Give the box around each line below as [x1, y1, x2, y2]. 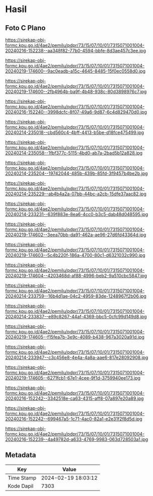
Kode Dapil [8, 482, 34, 489]
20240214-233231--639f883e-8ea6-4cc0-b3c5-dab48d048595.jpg [5, 211, 148, 217]
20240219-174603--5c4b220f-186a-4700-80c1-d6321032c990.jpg [5, 252, 145, 258]
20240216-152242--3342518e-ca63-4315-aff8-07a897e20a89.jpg [5, 395, 144, 401]
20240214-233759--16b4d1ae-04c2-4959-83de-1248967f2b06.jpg [5, 293, 147, 299]
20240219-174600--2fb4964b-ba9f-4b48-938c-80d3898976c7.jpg [5, 89, 147, 94]
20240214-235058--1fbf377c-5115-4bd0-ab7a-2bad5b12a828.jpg [5, 150, 142, 156]
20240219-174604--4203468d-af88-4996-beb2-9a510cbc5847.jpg [5, 273, 147, 278]
